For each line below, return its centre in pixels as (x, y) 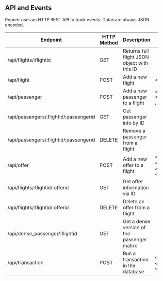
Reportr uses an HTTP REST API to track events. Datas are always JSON (77, 19)
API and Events (28, 8)
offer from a (136, 207)
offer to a (133, 165)
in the (129, 266)
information (136, 187)
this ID (130, 69)
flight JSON (136, 57)
